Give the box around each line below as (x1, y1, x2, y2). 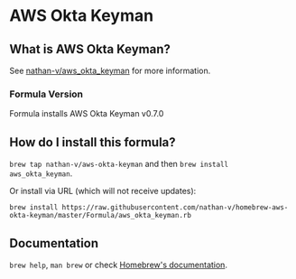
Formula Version (9, 88, 84, 100)
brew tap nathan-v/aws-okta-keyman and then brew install (9, 159, 228, 170)
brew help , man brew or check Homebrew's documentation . (9, 259, 228, 270)
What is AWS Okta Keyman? (9, 42, 171, 57)
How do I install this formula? (9, 135, 176, 150)
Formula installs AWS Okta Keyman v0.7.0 (9, 108, 164, 119)
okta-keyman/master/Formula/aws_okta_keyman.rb (9, 211, 192, 220)
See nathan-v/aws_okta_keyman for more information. (9, 65, 211, 76)
